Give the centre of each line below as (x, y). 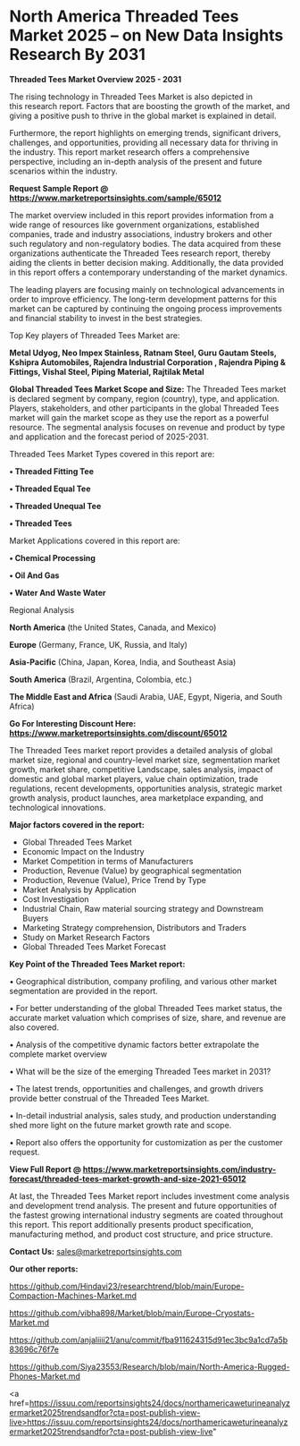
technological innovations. (58, 807)
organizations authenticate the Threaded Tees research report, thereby (140, 253)
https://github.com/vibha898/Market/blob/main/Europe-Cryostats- (132, 1313)
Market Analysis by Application (79, 889)
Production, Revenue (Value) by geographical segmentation (132, 871)
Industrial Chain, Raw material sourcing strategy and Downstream (142, 908)
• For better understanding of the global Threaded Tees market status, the (146, 1008)
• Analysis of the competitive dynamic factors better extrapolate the (134, 1044)
